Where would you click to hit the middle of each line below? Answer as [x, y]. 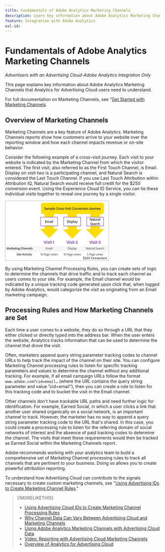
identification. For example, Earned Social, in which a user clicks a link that [81, 406]
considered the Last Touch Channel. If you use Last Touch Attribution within [82, 178]
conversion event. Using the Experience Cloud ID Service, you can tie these [82, 189]
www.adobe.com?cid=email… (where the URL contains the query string [74, 381]
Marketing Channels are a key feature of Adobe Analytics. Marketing [74, 132]
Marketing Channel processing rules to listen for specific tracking [71, 365]
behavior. [14, 147]
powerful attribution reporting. [36, 468]
